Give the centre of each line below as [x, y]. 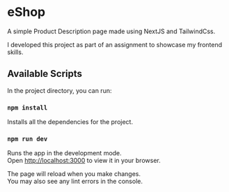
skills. [15, 52]
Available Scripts [45, 74]
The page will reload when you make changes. [74, 174]
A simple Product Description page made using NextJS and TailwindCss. [111, 31]
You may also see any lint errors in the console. [75, 182]
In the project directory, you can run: [60, 90]
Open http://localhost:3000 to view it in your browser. [84, 161]
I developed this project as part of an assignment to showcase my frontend [115, 44]
